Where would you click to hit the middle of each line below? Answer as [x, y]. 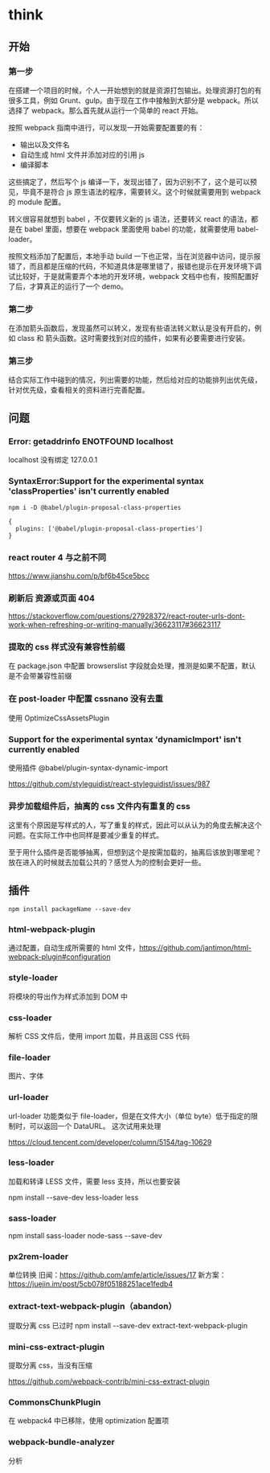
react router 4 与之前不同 [57, 558]
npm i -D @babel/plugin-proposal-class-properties [95, 508]
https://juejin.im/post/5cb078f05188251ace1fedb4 [91, 1284]
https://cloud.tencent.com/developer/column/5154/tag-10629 [110, 1142]
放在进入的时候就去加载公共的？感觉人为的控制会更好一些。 [107, 863]
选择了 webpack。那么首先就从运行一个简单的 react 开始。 [105, 110]
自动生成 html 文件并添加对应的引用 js [82, 154]
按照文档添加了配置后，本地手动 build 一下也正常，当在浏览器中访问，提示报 [135, 256]
